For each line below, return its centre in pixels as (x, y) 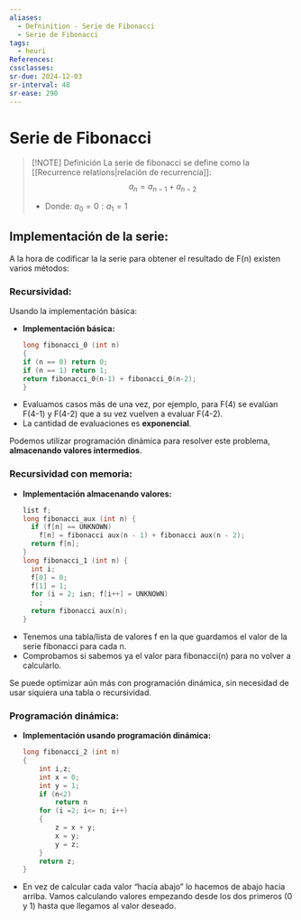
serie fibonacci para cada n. (74, 646)
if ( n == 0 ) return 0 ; (65, 362)
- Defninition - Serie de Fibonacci (86, 26)
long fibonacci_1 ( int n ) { (75, 561)
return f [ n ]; (55, 544)
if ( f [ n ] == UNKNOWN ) (72, 527)
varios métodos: (39, 268)
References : (32, 60)
